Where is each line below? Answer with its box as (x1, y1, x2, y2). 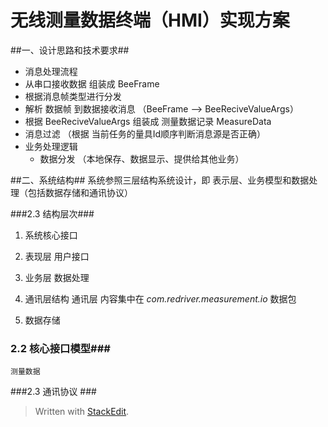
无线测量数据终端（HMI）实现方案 (10, 9, 290, 32)
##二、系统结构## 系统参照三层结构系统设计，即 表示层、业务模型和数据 (10, 174, 310, 186)
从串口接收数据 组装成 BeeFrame (24, 77, 160, 90)
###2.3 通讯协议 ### (10, 386, 97, 398)
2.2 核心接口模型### (10, 341, 111, 355)
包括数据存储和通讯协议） (27, 186, 133, 198)
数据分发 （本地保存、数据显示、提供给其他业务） (39, 152, 245, 165)
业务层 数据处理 (24, 271, 90, 283)
